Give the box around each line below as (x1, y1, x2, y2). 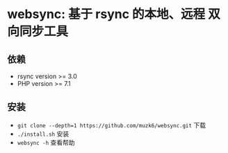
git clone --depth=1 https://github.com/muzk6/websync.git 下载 (17, 120, 206, 129)
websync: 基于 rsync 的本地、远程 (7, 6, 206, 22)
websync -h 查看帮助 (17, 138, 75, 146)
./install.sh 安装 (17, 129, 70, 138)
